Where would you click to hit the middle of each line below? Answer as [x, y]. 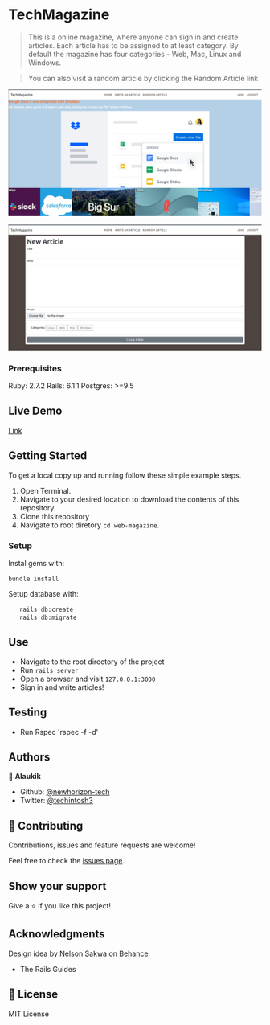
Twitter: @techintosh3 [57, 801]
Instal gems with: [37, 563]
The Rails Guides [48, 969]
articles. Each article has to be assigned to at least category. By [133, 45]
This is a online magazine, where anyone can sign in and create [133, 37]
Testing [28, 713]
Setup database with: [43, 593]
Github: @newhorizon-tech [65, 792]
